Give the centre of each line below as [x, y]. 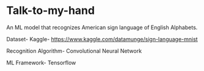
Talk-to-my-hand [51, 11]
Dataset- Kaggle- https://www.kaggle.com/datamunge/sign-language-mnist [102, 39]
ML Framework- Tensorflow [41, 63]
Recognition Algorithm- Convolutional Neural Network [74, 51]
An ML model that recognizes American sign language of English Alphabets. [102, 27]
